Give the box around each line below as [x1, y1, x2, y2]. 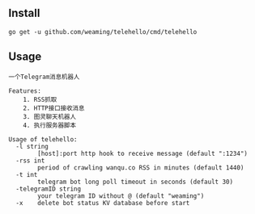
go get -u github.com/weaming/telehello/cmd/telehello [8, 27, 198, 36]
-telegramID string [15, 185, 82, 193]
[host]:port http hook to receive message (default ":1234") [37, 149, 249, 157]
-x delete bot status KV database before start [15, 199, 190, 207]
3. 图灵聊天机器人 [23, 112, 77, 120]
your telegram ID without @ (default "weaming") [37, 191, 205, 200]
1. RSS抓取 [23, 95, 57, 103]
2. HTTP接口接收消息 [23, 104, 85, 112]
